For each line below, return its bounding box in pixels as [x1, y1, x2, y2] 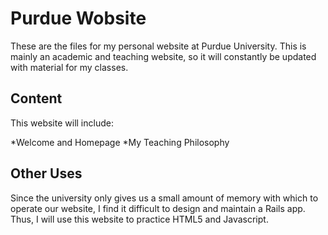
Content [10, 90, 63, 107]
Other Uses [10, 165, 83, 182]
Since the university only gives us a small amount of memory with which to [10, 192, 319, 204]
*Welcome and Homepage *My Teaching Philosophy [10, 136, 230, 148]
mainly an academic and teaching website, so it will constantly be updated [10, 50, 317, 62]
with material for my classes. [10, 61, 129, 73]
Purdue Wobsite [10, 7, 147, 30]
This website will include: [10, 117, 114, 129]
